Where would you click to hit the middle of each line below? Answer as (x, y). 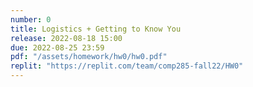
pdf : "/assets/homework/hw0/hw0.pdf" (89, 57)
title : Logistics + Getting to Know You (96, 29)
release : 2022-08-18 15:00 (66, 38)
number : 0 (31, 19)
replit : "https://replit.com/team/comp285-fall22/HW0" (127, 66)
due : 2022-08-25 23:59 (57, 47)
